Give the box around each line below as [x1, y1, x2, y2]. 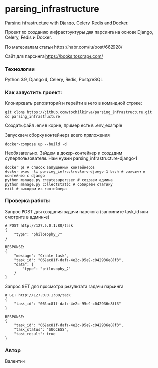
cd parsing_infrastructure [5, 114, 60, 119]
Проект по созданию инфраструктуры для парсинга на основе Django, [5, 29, 153, 35]
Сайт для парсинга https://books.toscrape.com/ [5, 53, 104, 59]
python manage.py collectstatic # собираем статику [5, 182, 113, 187]
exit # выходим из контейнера [5, 186, 67, 191]
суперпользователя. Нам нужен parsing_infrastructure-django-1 [5, 155, 138, 161]
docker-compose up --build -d [5, 141, 67, 147]
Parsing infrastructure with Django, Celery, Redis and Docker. [5, 20, 129, 25]
